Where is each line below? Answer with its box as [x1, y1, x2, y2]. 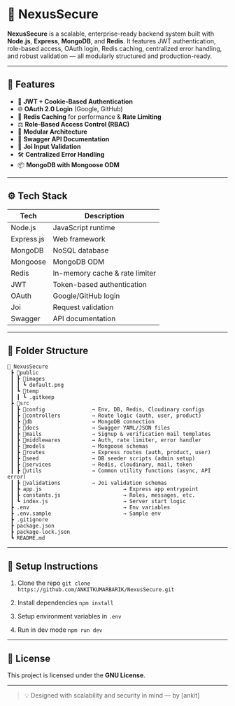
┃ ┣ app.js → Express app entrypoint [10, 486, 199, 493]
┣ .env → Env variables [10, 504, 171, 511]
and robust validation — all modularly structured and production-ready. [7, 52, 213, 60]
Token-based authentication [52, 279, 147, 289]
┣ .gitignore [10, 516, 49, 523]
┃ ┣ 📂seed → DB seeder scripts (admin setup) [10, 455, 196, 463]
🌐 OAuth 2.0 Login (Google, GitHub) [17, 104, 124, 113]
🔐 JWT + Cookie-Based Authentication [17, 97, 133, 106]
